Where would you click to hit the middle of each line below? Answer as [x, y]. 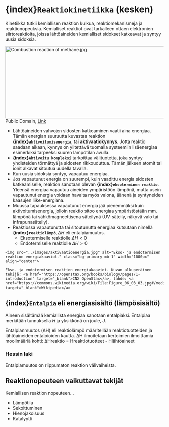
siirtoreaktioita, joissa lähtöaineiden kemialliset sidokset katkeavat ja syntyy [83, 34]
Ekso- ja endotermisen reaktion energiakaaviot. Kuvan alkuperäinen [78, 270]
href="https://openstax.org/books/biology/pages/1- [85, 274]
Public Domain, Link [26, 121]
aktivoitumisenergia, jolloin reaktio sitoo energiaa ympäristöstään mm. [85, 211]
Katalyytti [22, 418]
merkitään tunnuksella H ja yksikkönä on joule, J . [56, 320]
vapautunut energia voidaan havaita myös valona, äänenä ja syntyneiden [88, 195]
